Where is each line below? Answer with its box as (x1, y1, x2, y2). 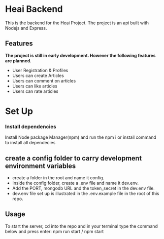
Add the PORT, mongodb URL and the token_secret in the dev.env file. (12, 185, 155, 191)
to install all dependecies (5, 140, 56, 146)
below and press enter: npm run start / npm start (5, 228, 104, 234)
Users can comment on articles (12, 78, 76, 83)
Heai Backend (5, 3, 63, 15)
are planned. (5, 58, 32, 64)
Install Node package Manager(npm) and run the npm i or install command (5, 134, 157, 140)
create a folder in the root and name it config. (12, 175, 104, 181)
